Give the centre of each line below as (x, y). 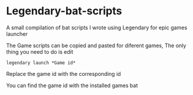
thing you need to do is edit (40, 51)
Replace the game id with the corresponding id (63, 73)
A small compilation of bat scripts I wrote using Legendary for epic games (97, 27)
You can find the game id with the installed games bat (72, 85)
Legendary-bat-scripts (64, 11)
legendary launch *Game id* (41, 63)
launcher (17, 33)
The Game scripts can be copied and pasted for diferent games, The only (96, 45)
